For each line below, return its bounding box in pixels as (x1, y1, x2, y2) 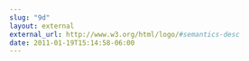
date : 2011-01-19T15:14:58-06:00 (9, 38, 135, 48)
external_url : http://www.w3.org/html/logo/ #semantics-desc (9, 30, 241, 39)
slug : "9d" (9, 13, 51, 22)
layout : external (9, 22, 75, 30)
